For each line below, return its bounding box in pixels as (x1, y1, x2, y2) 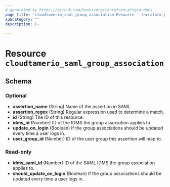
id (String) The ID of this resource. (12, 114, 84, 120)
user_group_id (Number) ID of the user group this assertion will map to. (12, 136, 162, 142)
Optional (5, 92, 27, 99)
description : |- (5, 21, 39, 27)
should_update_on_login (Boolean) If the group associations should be (12, 170, 162, 177)
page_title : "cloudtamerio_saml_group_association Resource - (5, 12, 139, 17)
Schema (5, 77, 32, 85)
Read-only (5, 148, 32, 155)
